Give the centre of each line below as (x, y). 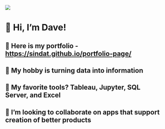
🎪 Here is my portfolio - (42, 46)
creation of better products (48, 120)
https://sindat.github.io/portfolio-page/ (68, 54)
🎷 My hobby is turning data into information (74, 70)
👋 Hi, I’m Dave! (36, 28)
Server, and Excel (33, 95)
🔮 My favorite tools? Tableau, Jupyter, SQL (73, 87)
